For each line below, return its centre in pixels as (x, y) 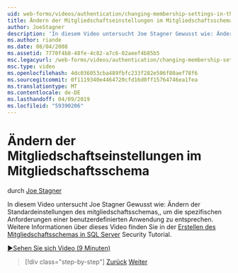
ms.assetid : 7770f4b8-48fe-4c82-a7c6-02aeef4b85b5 (84, 54)
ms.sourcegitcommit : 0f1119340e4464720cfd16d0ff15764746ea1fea (103, 80)
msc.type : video (31, 66)
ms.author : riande (34, 40)
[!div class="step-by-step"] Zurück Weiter (86, 262)
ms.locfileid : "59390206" (45, 106)
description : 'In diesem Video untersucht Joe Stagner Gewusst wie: (110, 34)
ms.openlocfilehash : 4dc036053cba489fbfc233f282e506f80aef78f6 (103, 73)
